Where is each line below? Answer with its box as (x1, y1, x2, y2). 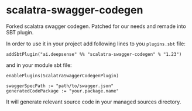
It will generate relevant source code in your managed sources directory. (6, 98, 181, 105)
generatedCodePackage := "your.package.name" (6, 88, 119, 94)
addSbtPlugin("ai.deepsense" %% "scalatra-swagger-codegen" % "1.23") (6, 51, 182, 57)
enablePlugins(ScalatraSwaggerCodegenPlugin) (6, 73, 119, 78)
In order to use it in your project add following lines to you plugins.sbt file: (6, 40, 186, 47)
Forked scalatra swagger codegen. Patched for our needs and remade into (6, 23, 186, 30)
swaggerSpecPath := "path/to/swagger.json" (6, 83, 114, 89)
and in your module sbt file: (6, 62, 72, 69)
